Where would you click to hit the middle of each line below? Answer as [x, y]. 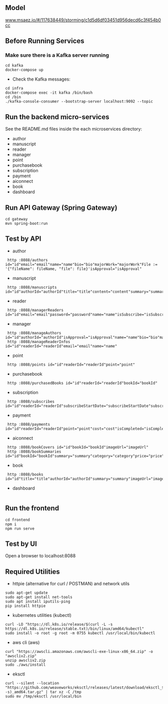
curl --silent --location [32, 683]
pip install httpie [25, 606]
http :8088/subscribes [31, 402]
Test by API [23, 239]
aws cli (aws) [26, 642]
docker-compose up [24, 70]
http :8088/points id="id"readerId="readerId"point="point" [71, 365]
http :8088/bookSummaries [34, 452]
